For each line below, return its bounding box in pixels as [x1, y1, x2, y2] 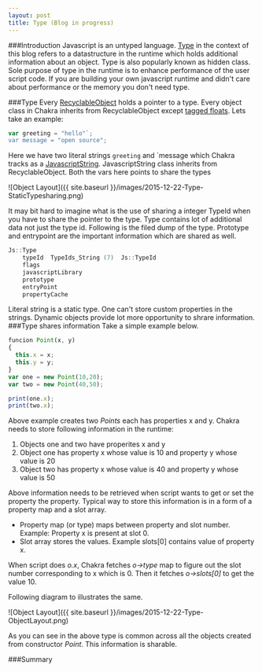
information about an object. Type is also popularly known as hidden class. [8, 57, 251, 67]
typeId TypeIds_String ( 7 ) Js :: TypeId [22, 254, 157, 262]
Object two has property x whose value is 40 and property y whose [19, 465, 238, 474]
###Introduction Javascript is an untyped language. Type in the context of [8, 40, 249, 50]
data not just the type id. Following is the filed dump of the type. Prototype [8, 223, 249, 233]
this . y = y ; [15, 358, 55, 366]
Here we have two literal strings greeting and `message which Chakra [8, 151, 235, 160]
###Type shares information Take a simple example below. [8, 321, 199, 331]
